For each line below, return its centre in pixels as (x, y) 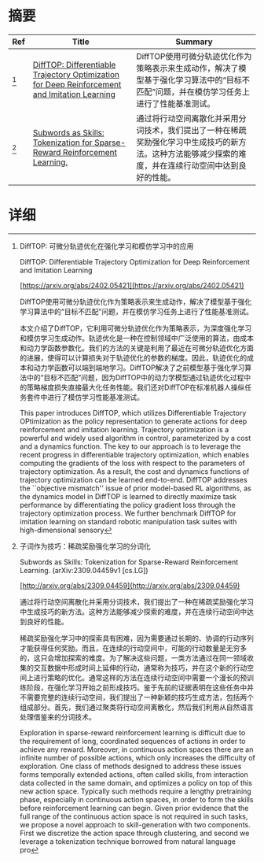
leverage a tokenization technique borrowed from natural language (127, 841)
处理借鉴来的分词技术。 (57, 716)
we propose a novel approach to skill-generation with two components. (135, 824)
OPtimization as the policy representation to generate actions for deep (133, 421)
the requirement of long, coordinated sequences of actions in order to (132, 741)
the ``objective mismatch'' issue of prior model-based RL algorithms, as (135, 488)
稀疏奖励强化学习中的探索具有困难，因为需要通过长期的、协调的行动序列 (136, 638)
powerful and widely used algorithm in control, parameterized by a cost (135, 438)
